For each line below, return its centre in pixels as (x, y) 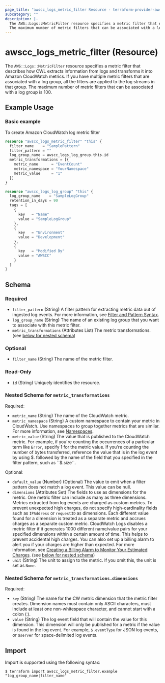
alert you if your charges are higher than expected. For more (73, 544)
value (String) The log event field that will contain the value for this (80, 619)
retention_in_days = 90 (34, 201)
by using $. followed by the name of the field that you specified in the (82, 457)
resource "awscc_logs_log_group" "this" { (49, 192)
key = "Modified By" (41, 251)
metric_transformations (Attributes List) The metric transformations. (82, 330)
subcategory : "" (22, 14)
